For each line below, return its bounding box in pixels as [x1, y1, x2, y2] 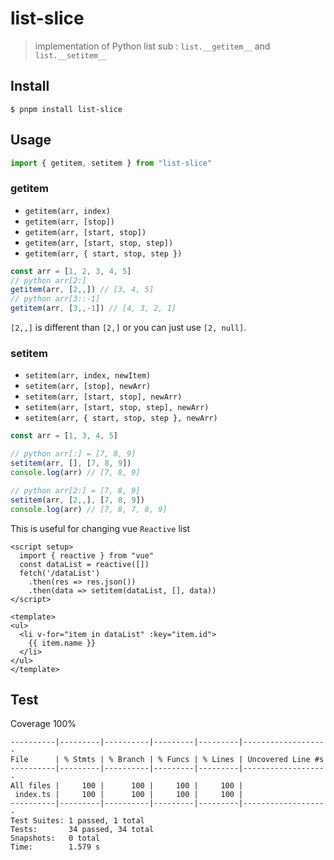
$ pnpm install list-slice [10, 104, 123, 114]
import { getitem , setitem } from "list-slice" [10, 158, 213, 168]
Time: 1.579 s [10, 842, 101, 852]
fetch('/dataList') [19, 568, 101, 578]
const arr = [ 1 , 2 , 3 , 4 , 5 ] [10, 266, 132, 276]
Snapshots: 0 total [10, 833, 101, 844]
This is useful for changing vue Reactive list [10, 522, 191, 534]
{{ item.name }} [28, 638, 97, 648]
